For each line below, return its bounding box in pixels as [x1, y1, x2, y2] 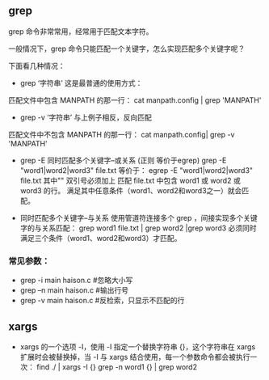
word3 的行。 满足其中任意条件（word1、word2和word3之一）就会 [19, 185, 242, 195]
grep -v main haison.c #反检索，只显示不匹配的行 [19, 296, 185, 306]
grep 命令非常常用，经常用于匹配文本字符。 [8, 26, 153, 36]
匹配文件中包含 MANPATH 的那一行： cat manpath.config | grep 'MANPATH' [8, 95, 262, 105]
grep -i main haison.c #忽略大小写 [19, 276, 133, 285]
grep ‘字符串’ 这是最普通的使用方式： [19, 78, 143, 87]
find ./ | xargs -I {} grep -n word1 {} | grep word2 [36, 361, 198, 372]
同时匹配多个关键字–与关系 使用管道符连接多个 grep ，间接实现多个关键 [19, 213, 258, 222]
